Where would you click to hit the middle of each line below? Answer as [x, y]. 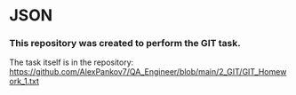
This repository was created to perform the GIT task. [125, 44]
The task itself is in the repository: [72, 62]
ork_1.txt [24, 82]
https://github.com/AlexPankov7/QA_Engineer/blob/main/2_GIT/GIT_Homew [148, 72]
